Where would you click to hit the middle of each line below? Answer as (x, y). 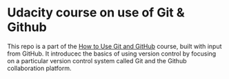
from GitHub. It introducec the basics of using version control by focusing (112, 54)
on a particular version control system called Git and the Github (97, 60)
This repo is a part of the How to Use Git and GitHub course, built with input (114, 46)
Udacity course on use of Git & (96, 13)
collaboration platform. (39, 68)
